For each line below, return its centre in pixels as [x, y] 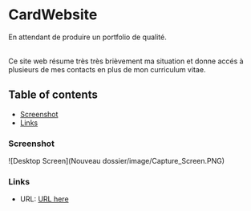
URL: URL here [45, 199]
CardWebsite [53, 15]
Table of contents [53, 95]
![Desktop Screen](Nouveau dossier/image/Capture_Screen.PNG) [117, 161]
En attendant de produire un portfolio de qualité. [87, 37]
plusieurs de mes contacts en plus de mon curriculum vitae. [107, 69]
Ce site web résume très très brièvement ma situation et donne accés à [126, 61]
